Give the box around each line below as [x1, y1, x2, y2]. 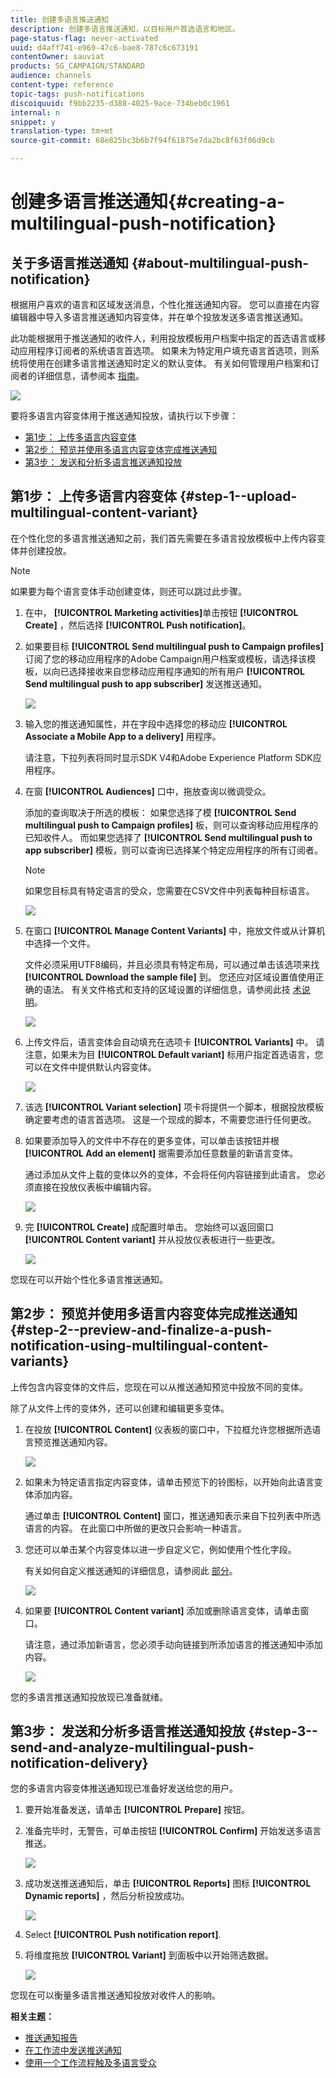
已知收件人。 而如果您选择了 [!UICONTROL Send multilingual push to [24, 831, 313, 843]
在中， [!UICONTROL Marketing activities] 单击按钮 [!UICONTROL [24, 606, 299, 618]
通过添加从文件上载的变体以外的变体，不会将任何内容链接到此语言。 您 [24, 1168, 317, 1180]
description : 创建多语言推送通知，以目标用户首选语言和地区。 [10, 24, 240, 34]
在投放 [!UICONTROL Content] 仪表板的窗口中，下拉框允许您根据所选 [24, 1423, 313, 1435]
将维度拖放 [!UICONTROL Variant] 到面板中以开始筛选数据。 [24, 1949, 274, 1961]
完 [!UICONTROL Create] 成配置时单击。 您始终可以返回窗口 [24, 1221, 275, 1233]
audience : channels [10, 71, 92, 81]
